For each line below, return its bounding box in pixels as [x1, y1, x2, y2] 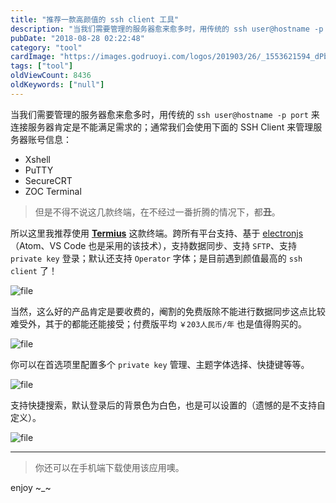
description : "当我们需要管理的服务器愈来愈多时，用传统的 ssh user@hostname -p [10, 24, 324, 34]
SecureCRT [24, 174, 73, 186]
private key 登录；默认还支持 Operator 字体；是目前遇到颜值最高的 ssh [10, 252, 303, 264]
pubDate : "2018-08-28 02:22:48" [10, 33, 145, 43]
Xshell [24, 153, 51, 165]
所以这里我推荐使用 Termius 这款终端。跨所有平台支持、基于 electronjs [10, 227, 304, 239]
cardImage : [10, 52, 56, 62]
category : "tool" [10, 42, 83, 53]
